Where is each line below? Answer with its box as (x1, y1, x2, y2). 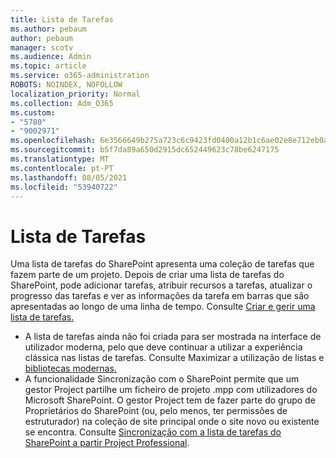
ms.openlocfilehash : (10, 136, 97, 146)
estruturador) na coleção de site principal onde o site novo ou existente (24, 416, 320, 428)
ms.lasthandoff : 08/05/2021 (10, 172, 128, 183)
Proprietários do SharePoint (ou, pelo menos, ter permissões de (24, 405, 288, 417)
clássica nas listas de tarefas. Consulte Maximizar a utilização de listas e (24, 352, 325, 364)
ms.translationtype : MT (10, 154, 110, 164)
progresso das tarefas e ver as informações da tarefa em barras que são (10, 290, 310, 302)
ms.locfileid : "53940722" (10, 182, 118, 192)
